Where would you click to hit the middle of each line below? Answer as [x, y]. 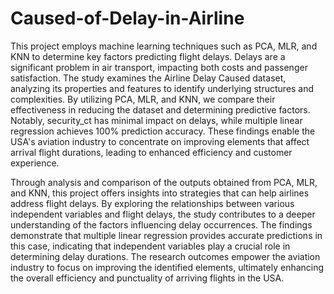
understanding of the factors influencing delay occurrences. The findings [161, 224]
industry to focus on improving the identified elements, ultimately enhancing [167, 267]
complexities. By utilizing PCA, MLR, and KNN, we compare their [143, 99]
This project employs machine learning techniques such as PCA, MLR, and [164, 46]
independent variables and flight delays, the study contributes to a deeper [163, 214]
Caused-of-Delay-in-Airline [127, 18]
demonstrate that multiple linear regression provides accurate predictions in [166, 235]
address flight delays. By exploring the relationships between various [152, 203]
